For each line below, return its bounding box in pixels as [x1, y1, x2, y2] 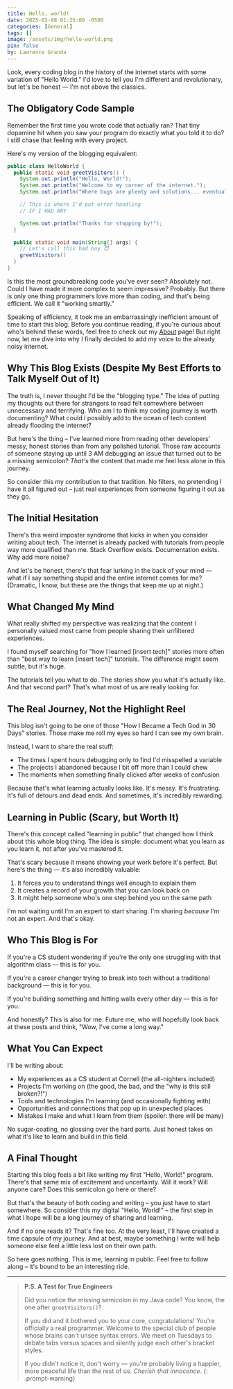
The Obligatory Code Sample [7, 103, 135, 114]
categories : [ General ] [7, 23, 73, 30]
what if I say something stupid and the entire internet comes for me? [7, 573, 202, 582]
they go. [7, 492, 31, 500]
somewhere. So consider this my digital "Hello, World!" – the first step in [7, 1206, 214, 1214]
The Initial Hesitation [7, 512, 99, 524]
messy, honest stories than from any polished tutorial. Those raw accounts [7, 442, 221, 450]
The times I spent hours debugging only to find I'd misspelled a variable [17, 756, 223, 764]
